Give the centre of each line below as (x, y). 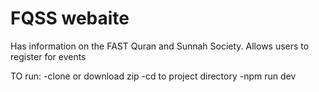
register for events (48, 56)
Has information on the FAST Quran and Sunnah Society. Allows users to (160, 46)
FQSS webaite (70, 18)
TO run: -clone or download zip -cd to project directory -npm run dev (153, 76)
